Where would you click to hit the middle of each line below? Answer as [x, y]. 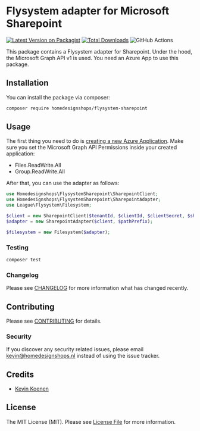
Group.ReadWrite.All [40, 171]
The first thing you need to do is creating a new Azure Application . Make [95, 141]
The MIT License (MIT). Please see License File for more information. [91, 421]
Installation [27, 83]
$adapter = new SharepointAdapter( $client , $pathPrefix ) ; [79, 221]
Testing [17, 247]
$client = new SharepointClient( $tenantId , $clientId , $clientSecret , [96, 216]
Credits [20, 374]
